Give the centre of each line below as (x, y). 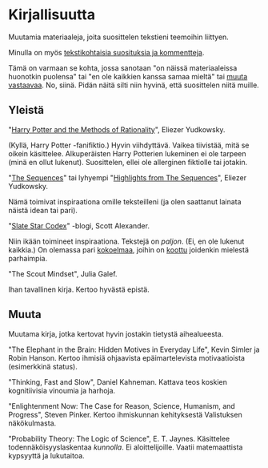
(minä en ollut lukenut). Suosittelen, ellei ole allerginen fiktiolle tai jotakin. (128, 162)
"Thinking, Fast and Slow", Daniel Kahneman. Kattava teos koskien (118, 381)
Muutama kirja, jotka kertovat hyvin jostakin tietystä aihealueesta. (116, 333)
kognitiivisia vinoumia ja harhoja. (62, 390)
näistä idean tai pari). (43, 210)
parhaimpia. (28, 258)
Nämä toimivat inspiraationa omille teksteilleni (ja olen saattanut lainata (125, 201)
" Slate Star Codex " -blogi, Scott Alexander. (79, 225)
